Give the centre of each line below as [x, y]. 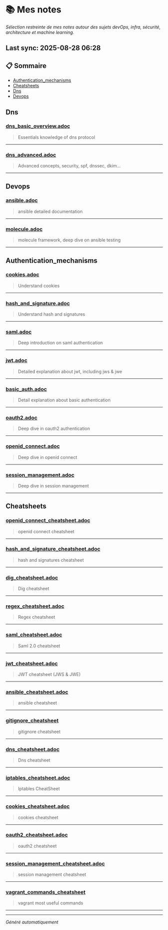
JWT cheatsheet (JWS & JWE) [49, 674]
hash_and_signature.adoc [38, 303]
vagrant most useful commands [51, 903]
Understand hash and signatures [51, 314]
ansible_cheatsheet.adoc [37, 692]
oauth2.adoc [22, 417]
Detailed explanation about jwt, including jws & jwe [70, 371]
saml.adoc [19, 332]
